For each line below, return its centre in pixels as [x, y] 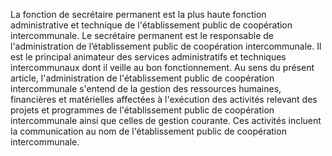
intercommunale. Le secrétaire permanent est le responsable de [142, 35]
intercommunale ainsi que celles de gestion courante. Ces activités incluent [166, 120]
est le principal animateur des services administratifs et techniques [148, 57]
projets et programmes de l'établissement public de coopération [142, 110]
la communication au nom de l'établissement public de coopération [148, 131]
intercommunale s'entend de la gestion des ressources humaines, [146, 88]
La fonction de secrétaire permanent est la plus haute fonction [138, 14]
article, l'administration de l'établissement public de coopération [142, 78]
